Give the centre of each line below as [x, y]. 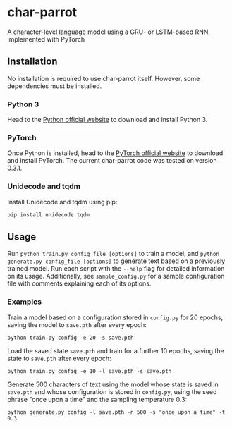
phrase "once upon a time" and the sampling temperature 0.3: [97, 399]
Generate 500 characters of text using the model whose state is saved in [113, 384]
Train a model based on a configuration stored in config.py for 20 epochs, [115, 317]
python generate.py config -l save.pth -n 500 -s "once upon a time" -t [116, 412]
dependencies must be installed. [55, 86]
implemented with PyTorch [46, 39]
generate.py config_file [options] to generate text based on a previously [116, 261]
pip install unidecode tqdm [49, 215]
